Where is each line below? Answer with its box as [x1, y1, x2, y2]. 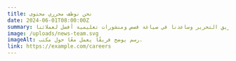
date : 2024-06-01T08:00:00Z [7, 17, 90, 24]
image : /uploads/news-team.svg [7, 29, 99, 37]
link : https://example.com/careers [7, 43, 112, 50]
